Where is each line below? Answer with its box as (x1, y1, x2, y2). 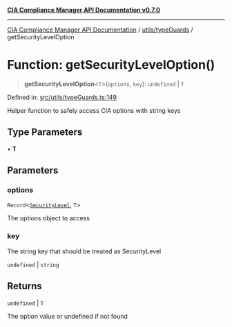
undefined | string (7, 260, 59, 268)
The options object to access (7, 214, 90, 222)
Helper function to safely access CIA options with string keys (7, 106, 181, 114)
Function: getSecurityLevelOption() (7, 57, 215, 73)
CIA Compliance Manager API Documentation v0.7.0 (7, 6, 161, 14)
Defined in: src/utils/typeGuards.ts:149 (7, 93, 117, 101)
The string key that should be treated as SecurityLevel (7, 247, 162, 255)
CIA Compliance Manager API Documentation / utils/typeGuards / (7, 25, 193, 34)
